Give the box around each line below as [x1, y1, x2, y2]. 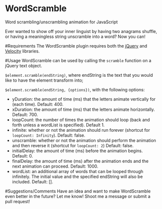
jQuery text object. [5, 63, 42, 69]
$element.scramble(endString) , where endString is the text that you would [5, 72, 153, 78]
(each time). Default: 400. [12, 101, 64, 107]
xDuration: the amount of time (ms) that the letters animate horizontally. [12, 106, 155, 112]
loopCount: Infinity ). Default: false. [12, 132, 86, 138]
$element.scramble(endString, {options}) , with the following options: [5, 87, 145, 92]
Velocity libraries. [5, 48, 40, 54]
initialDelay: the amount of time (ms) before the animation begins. [12, 148, 143, 154]
